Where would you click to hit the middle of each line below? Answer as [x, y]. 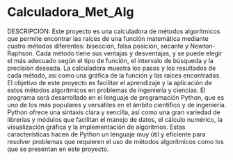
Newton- [203, 46]
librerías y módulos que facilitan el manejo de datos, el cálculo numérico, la [115, 119]
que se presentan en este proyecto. [58, 149]
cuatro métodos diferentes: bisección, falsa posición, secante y [98, 46]
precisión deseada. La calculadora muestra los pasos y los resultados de [112, 68]
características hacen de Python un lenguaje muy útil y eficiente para [106, 134]
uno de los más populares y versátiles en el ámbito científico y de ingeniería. [117, 105]
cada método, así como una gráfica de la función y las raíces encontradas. [114, 75]
